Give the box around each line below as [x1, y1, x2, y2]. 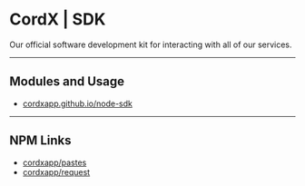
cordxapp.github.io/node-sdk [22, 98, 133, 109]
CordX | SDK [9, 9, 106, 30]
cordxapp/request [22, 166, 91, 177]
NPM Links [9, 132, 72, 149]
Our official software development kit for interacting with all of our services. [9, 39, 292, 50]
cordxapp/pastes [22, 157, 87, 168]
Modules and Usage [9, 73, 125, 90]
